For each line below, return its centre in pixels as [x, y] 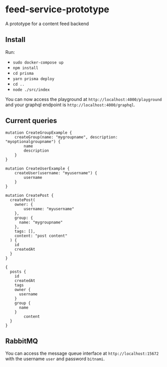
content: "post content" [41, 236]
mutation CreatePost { [29, 195]
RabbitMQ [22, 341]
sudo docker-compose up [38, 63]
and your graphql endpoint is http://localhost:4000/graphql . [70, 105]
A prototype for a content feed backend [47, 24]
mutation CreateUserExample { [38, 168]
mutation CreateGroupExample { [39, 132]
